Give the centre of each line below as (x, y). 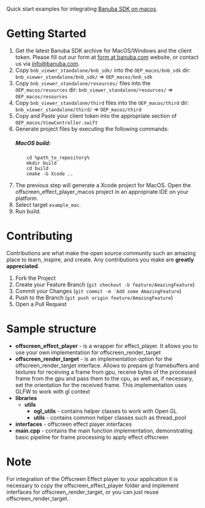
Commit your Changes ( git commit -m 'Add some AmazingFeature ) (98, 291)
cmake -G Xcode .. (50, 174)
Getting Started (47, 34)
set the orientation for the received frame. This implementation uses (101, 385)
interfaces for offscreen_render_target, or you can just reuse (83, 492)
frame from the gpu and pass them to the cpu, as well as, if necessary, (104, 378)
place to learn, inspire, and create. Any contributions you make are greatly (100, 260)
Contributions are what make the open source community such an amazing (101, 253)
